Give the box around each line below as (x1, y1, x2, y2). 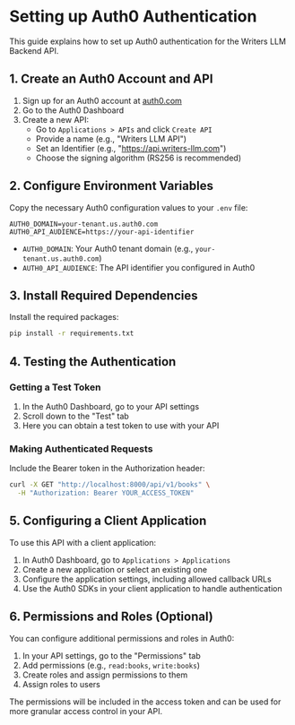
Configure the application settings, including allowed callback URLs (22, 574, 272, 584)
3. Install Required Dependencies (9, 288, 198, 303)
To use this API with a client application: (9, 537, 157, 548)
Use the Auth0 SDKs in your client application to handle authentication (22, 583, 282, 593)
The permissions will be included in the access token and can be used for (9, 696, 282, 707)
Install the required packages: (9, 312, 119, 323)
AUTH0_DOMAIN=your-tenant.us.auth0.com (9, 220, 159, 229)
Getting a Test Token (9, 381, 101, 393)
